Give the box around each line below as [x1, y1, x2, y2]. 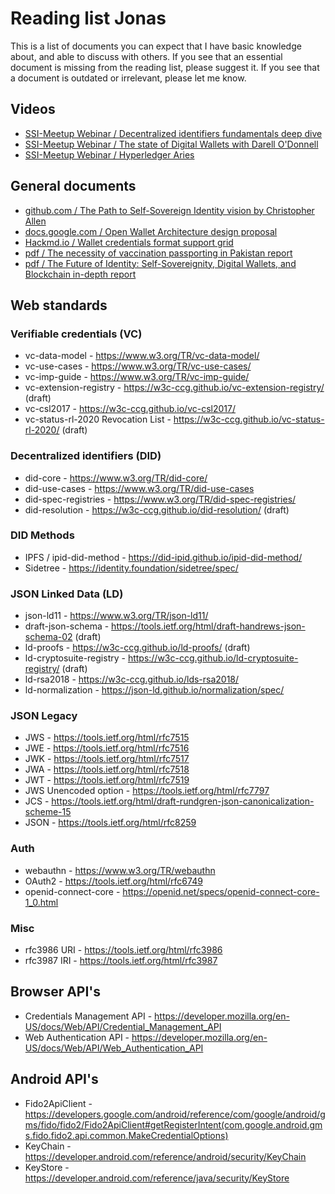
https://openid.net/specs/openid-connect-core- [122, 885, 320, 897]
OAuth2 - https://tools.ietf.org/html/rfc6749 [24, 875, 203, 887]
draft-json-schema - [24, 620, 110, 632]
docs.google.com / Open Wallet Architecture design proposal [24, 225, 278, 237]
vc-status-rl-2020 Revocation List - [24, 413, 172, 426]
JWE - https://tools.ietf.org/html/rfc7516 [24, 742, 190, 754]
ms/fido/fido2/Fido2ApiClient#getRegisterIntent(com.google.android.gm [24, 1118, 323, 1131]
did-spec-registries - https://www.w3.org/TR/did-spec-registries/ [24, 493, 297, 505]
